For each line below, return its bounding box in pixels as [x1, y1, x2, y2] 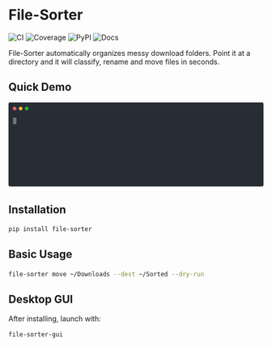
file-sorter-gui [8, 331, 63, 339]
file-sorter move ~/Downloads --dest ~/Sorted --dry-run [8, 270, 205, 278]
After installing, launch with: [8, 314, 101, 323]
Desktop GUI [8, 292, 74, 306]
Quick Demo [8, 80, 72, 94]
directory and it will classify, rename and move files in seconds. [8, 57, 220, 66]
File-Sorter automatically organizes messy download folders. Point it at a [8, 48, 251, 58]
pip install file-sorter [8, 225, 92, 233]
